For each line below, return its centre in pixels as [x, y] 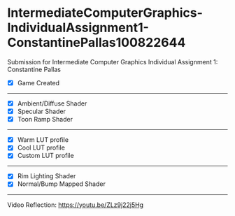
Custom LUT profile [46, 156]
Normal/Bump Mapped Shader [62, 184]
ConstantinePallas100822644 [97, 43]
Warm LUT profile [43, 140]
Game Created [38, 82]
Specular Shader [42, 111]
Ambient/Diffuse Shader [52, 103]
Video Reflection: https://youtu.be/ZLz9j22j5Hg [76, 205]
